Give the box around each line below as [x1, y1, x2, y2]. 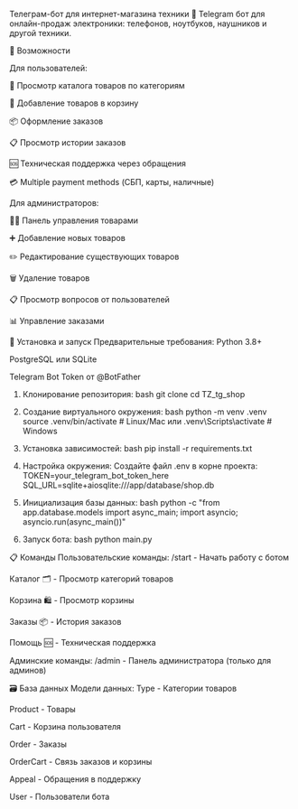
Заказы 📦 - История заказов [9, 617, 122, 627]
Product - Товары [9, 704, 77, 714]
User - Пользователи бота [9, 791, 110, 802]
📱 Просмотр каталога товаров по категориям [9, 80, 185, 90]
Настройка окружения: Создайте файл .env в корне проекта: [22, 460, 258, 471]
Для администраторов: [9, 198, 99, 208]
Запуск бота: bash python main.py [22, 534, 153, 544]
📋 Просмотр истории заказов [9, 137, 126, 148]
